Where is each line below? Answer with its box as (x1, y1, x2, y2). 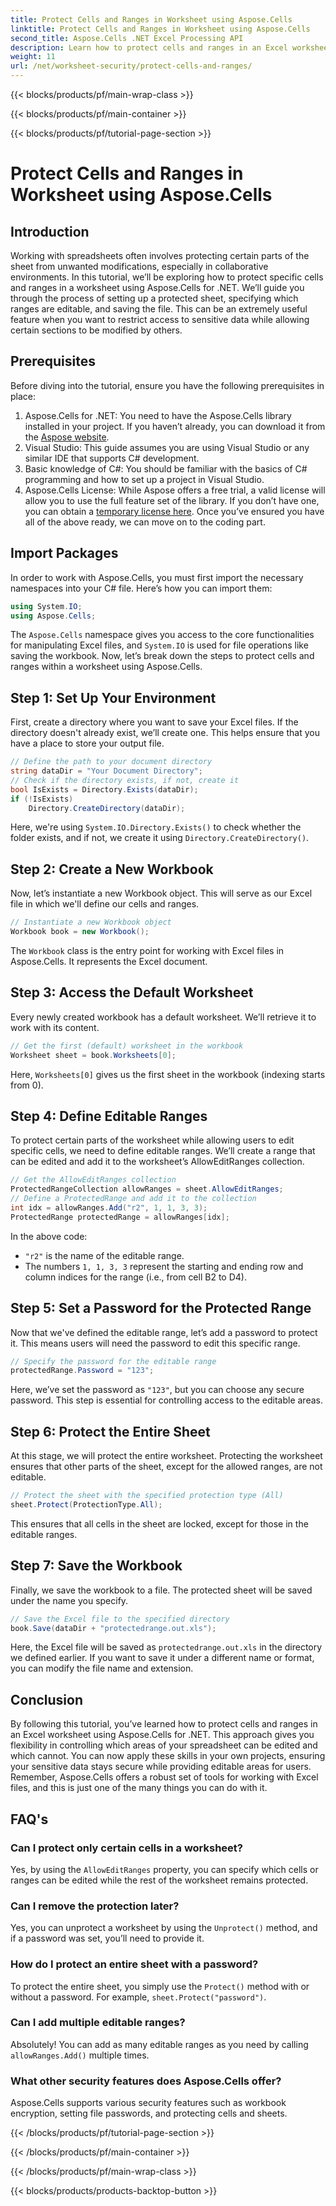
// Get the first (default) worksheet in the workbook (10, 1041, 244, 1051)
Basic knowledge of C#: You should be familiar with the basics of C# (24, 462, 308, 475)
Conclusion (10, 1691, 84, 1708)
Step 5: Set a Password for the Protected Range (10, 1300, 312, 1317)
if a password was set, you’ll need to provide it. (10, 1932, 205, 1945)
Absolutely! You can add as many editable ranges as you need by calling (10, 2038, 309, 2050)
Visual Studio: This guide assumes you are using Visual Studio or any (24, 441, 310, 453)
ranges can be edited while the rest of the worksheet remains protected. (10, 1874, 309, 1886)
